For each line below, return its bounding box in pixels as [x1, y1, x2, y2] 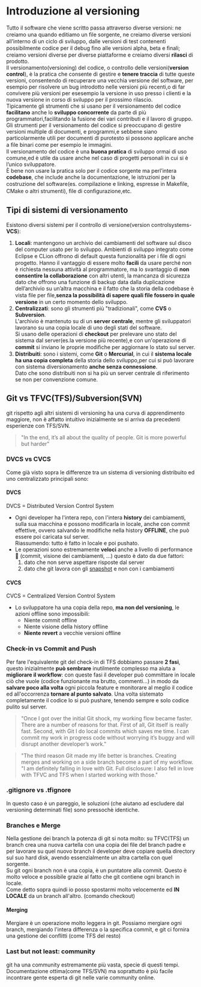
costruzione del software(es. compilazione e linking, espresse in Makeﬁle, [6, 180, 189, 187]
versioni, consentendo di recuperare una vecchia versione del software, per [6, 76, 194, 84]
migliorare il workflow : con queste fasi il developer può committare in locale [6, 671, 196, 678]
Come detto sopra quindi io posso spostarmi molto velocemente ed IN [6, 886, 180, 893]
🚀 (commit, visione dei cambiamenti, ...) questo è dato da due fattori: [14, 552, 185, 560]
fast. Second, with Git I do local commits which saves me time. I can [20, 727, 189, 735]
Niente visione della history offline [23, 623, 109, 630]
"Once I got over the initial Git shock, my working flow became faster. [20, 714, 193, 722]
